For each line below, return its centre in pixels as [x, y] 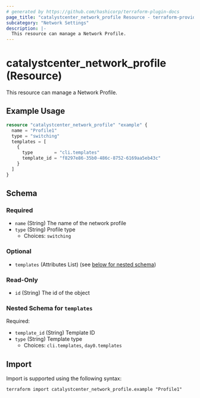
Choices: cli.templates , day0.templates [73, 346]
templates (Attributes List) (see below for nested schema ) [85, 264]
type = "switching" [36, 136]
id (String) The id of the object [52, 293]
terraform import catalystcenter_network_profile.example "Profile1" [94, 390]
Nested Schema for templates [49, 308]
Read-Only [22, 279]
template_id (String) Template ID [55, 333]
